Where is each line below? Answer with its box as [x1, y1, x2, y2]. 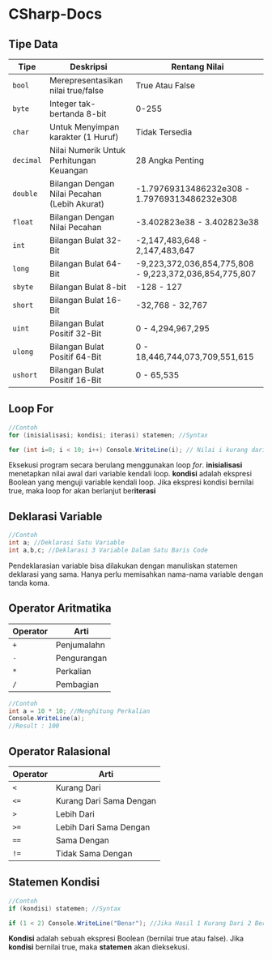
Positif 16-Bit [49, 374, 102, 386]
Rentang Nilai [171, 62, 224, 72]
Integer [49, 98, 77, 109]
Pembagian [55, 678, 100, 689]
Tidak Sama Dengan [55, 848, 133, 859]
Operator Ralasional [8, 745, 111, 758]
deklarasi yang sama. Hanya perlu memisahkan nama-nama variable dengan [8, 569, 264, 579]
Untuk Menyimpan [49, 122, 120, 132]
